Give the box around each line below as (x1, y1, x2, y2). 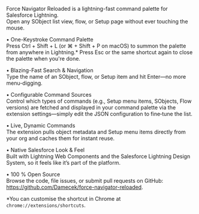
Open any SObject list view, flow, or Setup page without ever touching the (6, 18, 188, 25)
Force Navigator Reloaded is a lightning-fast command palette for (6, 5, 168, 12)
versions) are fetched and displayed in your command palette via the (6, 104, 176, 111)
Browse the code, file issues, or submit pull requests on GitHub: (6, 177, 164, 184)
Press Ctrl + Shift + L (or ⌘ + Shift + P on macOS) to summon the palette (6, 42, 186, 49)
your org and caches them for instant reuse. (6, 135, 115, 142)
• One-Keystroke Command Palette (6, 36, 94, 43)
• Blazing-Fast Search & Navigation (6, 67, 94, 74)
